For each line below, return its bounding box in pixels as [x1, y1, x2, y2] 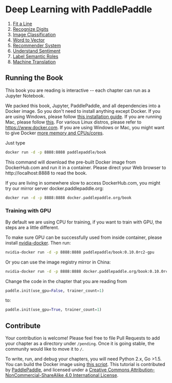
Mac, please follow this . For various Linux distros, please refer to [5, 119, 142, 125]
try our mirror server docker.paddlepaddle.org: [5, 185, 104, 191]
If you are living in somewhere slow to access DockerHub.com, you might [5, 179, 161, 186]
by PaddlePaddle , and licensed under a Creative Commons [5, 367, 130, 373]
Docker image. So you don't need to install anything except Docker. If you [5, 108, 161, 114]
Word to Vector [12, 37, 45, 43]
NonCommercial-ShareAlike [5, 372, 64, 378]
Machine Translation [12, 58, 56, 65]
